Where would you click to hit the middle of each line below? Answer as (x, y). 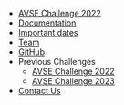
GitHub (31, 52)
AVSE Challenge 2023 (73, 81)
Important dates (48, 32)
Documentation (47, 23)
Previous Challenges (57, 62)
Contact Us (39, 91)
